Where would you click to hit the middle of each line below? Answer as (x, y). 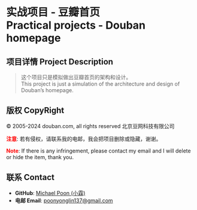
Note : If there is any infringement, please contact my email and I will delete (99, 151)
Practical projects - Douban (76, 25)
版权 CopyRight (35, 110)
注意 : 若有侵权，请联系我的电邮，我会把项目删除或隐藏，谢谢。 (84, 139)
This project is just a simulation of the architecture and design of (100, 84)
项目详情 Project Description (60, 61)
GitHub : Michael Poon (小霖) (50, 193)
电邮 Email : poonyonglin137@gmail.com (64, 200)
